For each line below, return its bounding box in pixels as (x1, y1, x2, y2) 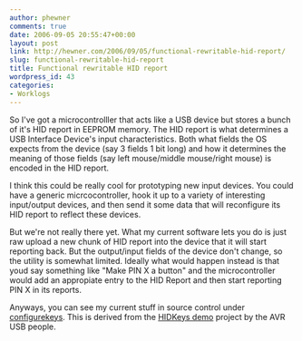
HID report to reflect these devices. (9, 209, 141, 219)
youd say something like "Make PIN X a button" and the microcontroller (9, 265, 276, 276)
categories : (9, 81, 54, 90)
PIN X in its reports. (9, 284, 82, 295)
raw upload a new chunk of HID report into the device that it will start (9, 236, 268, 247)
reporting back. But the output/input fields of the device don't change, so (9, 246, 283, 257)
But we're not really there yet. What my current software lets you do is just (9, 226, 287, 237)
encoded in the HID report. (9, 162, 110, 173)
